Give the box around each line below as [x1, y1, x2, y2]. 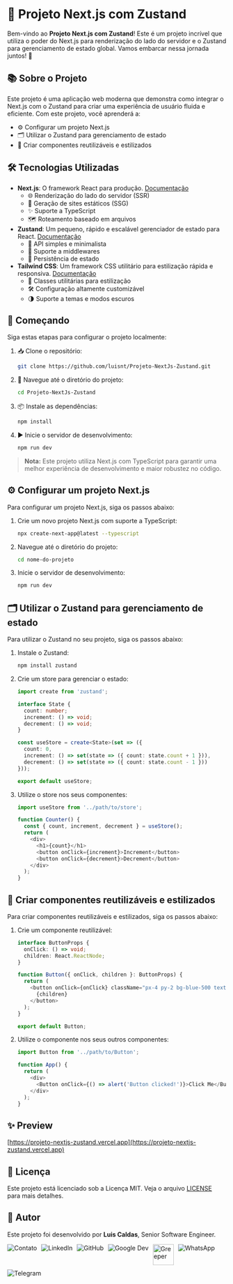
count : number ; [24, 707, 68, 714]
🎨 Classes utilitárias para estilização [27, 277, 131, 285]
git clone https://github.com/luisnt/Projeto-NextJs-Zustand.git [17, 363, 211, 370]
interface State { [17, 700, 71, 708]
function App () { [17, 1062, 68, 1069]
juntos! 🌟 [7, 52, 33, 60]
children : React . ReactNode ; [24, 952, 106, 959]
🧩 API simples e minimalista [27, 240, 106, 248]
